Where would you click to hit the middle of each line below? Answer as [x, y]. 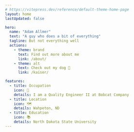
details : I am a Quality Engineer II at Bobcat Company [72, 95]
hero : [10, 27]
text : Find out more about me [48, 54]
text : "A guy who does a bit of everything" [55, 36]
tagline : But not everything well [44, 41]
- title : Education [29, 113]
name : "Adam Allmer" [30, 32]
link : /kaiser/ [33, 73]
